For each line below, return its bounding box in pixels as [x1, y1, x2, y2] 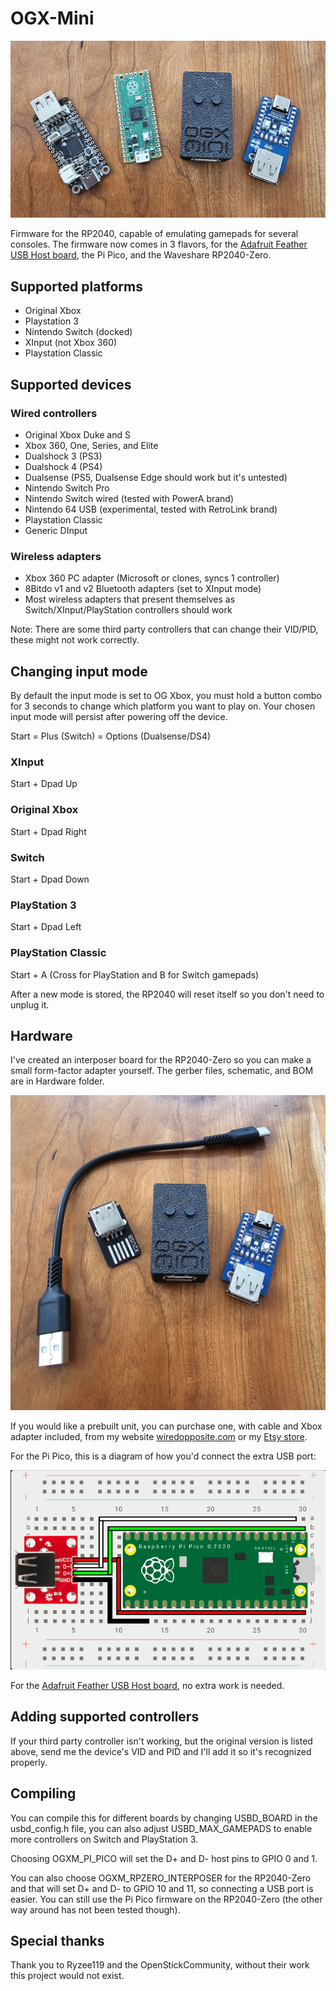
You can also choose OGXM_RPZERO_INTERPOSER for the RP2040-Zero [10, 1872, 312, 1884]
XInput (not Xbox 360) [24, 337, 118, 349]
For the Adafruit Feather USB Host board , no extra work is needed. [10, 1680, 285, 1692]
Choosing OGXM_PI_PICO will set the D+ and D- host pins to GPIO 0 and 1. [10, 1852, 318, 1864]
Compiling [10, 1785, 77, 1802]
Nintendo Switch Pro [24, 482, 110, 494]
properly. [10, 1756, 48, 1768]
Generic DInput [24, 524, 88, 536]
